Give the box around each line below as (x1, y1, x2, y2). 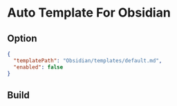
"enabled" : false (13, 64, 64, 71)
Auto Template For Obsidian (7, 5, 171, 21)
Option (7, 33, 37, 44)
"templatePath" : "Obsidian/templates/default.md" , (13, 57, 162, 64)
